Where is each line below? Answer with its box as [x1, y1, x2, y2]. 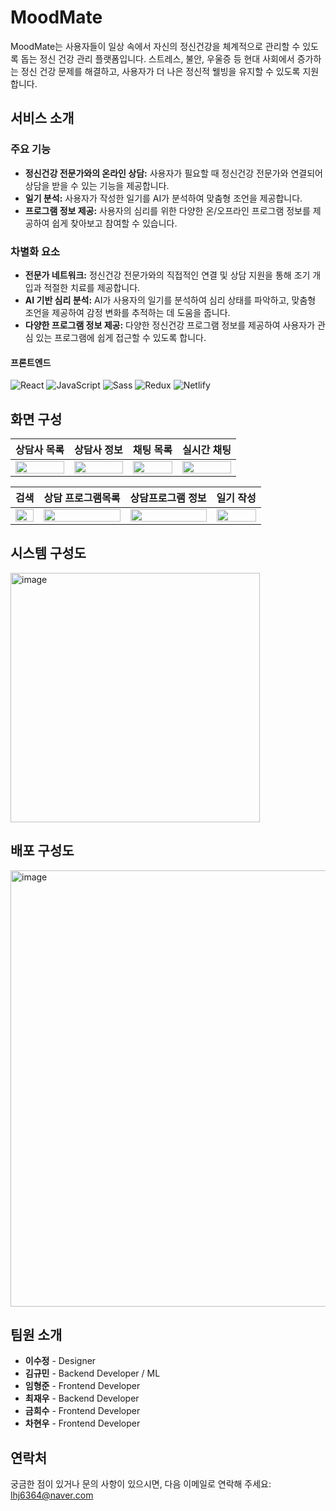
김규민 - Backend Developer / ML [24, 1367, 161, 1380]
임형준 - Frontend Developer [24, 1380, 141, 1392]
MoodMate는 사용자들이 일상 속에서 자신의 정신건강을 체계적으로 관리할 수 [10, 40, 301, 52]
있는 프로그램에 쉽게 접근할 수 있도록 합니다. [35, 331, 207, 343]
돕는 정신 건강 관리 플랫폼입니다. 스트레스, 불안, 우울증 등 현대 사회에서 [20, 52, 295, 65]
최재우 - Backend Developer [24, 1392, 140, 1405]
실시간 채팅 [182, 442, 232, 456]
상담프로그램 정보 [129, 491, 207, 505]
